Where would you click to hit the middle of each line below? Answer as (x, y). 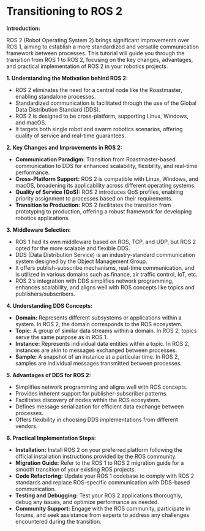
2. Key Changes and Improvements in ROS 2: (64, 147)
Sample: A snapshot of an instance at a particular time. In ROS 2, (97, 356)
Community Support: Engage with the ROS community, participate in (103, 508)
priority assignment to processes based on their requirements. (94, 198)
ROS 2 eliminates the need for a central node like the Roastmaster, (99, 90)
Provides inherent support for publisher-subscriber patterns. (91, 393)
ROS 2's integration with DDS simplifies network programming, (94, 281)
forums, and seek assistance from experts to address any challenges (102, 515)
